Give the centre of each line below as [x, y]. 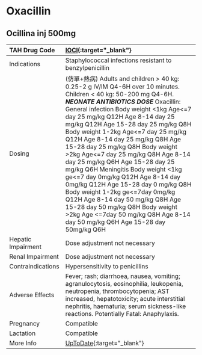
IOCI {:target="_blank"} [99, 50]
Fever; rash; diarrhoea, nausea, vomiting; [123, 276]
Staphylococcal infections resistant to [118, 60]
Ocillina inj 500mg [41, 33]
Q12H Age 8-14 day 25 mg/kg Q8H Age [123, 139]
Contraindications [34, 266]
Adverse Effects [32, 295]
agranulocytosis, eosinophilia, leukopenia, [124, 284]
